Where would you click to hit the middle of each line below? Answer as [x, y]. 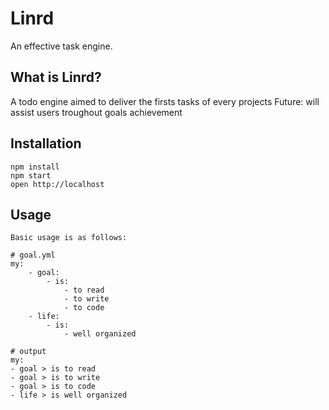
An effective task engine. [61, 46]
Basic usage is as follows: [69, 238]
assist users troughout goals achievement [96, 112]
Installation [46, 143]
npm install [35, 167]
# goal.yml [33, 255]
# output [28, 352]
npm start [31, 175]
